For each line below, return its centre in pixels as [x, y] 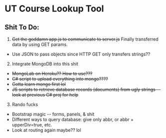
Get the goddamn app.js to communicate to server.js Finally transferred [85, 39]
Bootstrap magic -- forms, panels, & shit [53, 114]
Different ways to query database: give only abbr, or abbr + [73, 119]
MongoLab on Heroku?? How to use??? [52, 73]
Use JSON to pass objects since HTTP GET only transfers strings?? [81, 54]
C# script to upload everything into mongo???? [60, 79]
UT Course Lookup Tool [54, 9]
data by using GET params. [40, 44]
